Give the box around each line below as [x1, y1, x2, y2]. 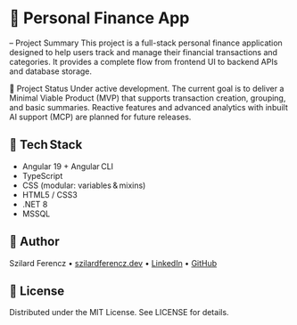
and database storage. [9, 66, 92, 77]
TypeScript [21, 170, 63, 181]
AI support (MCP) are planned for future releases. [9, 111, 192, 122]
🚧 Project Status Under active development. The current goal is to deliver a [9, 83, 285, 93]
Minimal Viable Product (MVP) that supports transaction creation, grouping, [9, 93, 286, 103]
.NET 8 [21, 199, 48, 209]
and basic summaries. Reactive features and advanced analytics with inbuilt [9, 102, 288, 112]
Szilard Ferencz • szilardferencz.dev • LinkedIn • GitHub [9, 257, 218, 268]
